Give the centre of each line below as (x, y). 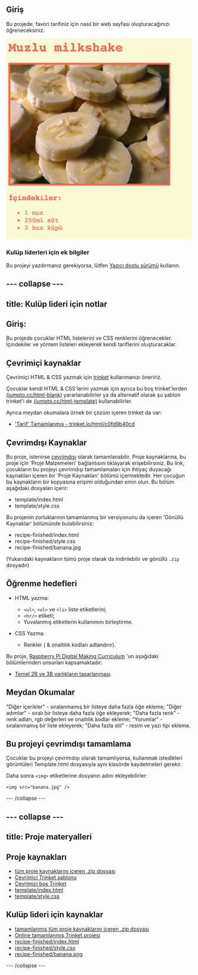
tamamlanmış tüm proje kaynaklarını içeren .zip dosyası (82, 929)
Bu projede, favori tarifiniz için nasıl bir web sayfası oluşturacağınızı (88, 24)
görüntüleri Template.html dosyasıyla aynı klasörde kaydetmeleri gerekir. (94, 764)
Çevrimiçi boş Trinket (40, 884)
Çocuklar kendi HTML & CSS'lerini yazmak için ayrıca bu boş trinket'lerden (97, 389)
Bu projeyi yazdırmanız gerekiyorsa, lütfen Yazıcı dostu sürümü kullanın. (93, 265)
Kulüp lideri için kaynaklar (55, 915)
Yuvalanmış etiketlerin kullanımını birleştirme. (78, 622)
